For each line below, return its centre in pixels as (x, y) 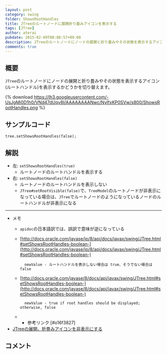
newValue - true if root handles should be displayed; (82, 303)
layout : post (19, 10)
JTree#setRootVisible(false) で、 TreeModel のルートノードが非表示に (90, 191)
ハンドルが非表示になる (53, 203)
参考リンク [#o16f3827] (51, 323)
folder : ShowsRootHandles (32, 19)
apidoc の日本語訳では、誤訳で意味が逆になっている (72, 229)
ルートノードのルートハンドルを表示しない (63, 184)
